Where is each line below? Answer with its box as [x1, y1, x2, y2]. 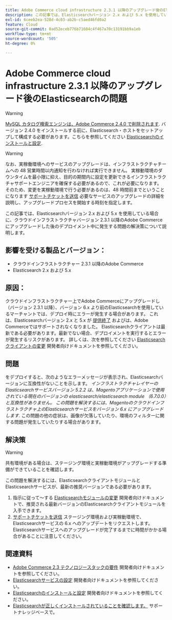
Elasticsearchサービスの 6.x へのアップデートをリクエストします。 [12, 520, 153, 526]
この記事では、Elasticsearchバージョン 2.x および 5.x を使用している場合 [5, 210, 159, 216]
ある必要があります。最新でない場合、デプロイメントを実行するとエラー [14, 330, 166, 336]
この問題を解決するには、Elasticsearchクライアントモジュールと [5, 477, 141, 483]
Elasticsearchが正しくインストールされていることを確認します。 [12, 603, 148, 609]
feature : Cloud [5, 22, 38, 27]
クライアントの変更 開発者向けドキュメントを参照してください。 [5, 343, 141, 349]
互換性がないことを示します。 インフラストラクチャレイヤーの [27, 380, 159, 386]
